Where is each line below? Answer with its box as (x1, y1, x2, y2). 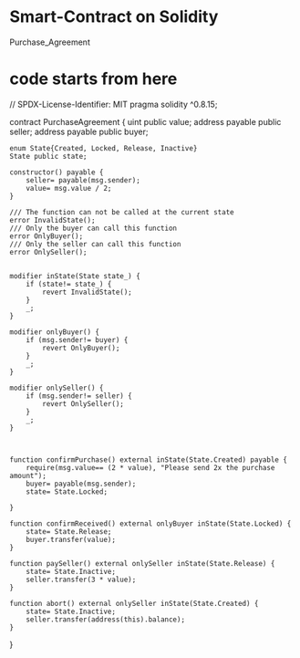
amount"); (9, 471, 47, 480)
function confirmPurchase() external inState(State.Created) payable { (9, 454, 287, 465)
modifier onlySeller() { (9, 383, 104, 392)
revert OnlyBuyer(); (42, 343, 120, 352)
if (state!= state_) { (26, 279, 112, 288)
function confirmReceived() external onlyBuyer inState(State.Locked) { (9, 518, 292, 528)
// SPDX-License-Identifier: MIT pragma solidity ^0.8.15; (9, 99, 218, 110)
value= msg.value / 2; (26, 183, 112, 193)
